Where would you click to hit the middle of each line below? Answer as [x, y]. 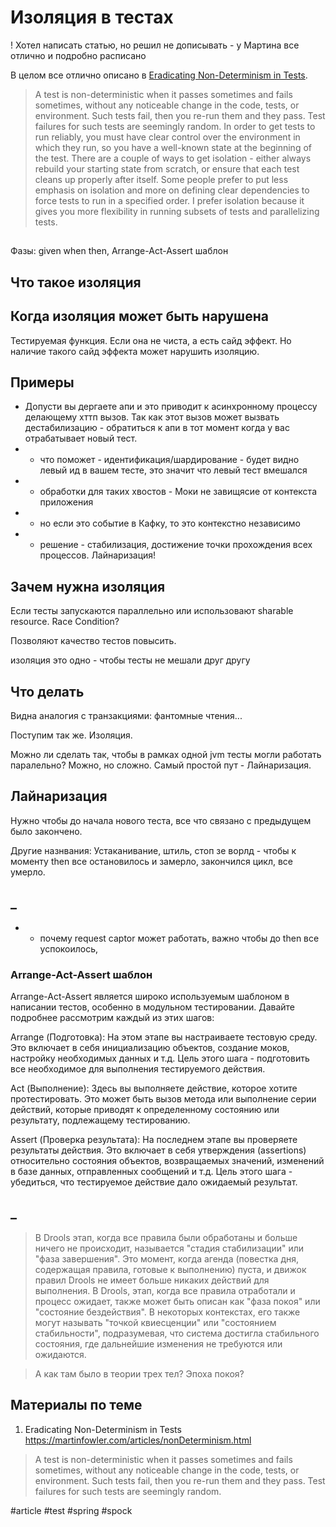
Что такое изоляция [76, 282]
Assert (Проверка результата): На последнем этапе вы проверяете [154, 1139]
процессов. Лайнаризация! [98, 555]
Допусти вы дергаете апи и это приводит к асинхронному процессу [171, 407]
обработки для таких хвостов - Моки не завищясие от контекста [178, 492]
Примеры [42, 382]
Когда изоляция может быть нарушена [139, 316]
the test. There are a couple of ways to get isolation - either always [173, 158]
